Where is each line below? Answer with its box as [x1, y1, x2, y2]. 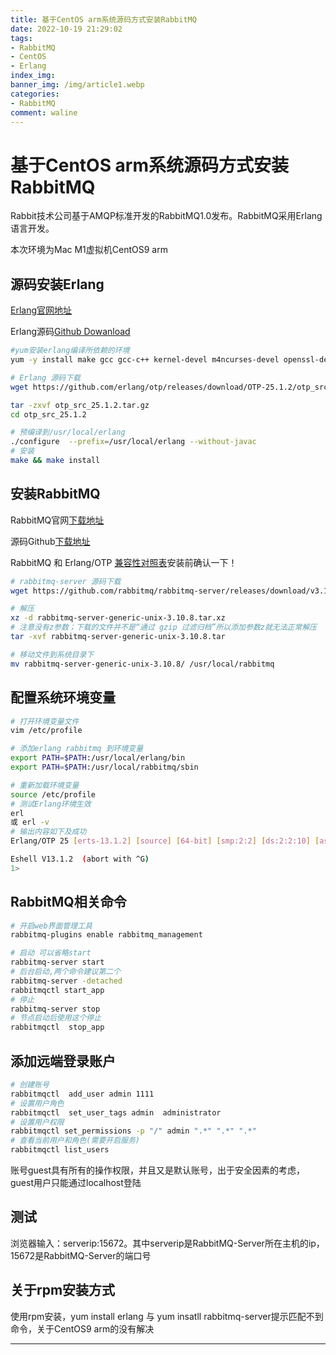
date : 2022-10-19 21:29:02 [10, 24, 123, 34]
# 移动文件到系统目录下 [10, 649, 95, 660]
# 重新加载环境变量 [10, 780, 80, 790]
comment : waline [10, 107, 78, 118]
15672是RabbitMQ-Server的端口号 [10, 1249, 152, 1261]
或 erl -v [10, 817, 50, 828]
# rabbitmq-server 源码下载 [10, 576, 122, 586]
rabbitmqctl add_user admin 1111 [10, 1089, 155, 1099]
